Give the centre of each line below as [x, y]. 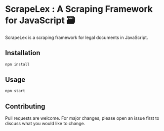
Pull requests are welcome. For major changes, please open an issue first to [82, 118]
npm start [15, 91]
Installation [23, 53]
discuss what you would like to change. [45, 124]
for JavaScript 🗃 [40, 20]
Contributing [25, 106]
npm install [17, 64]
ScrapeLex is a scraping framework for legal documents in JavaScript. [77, 37]
